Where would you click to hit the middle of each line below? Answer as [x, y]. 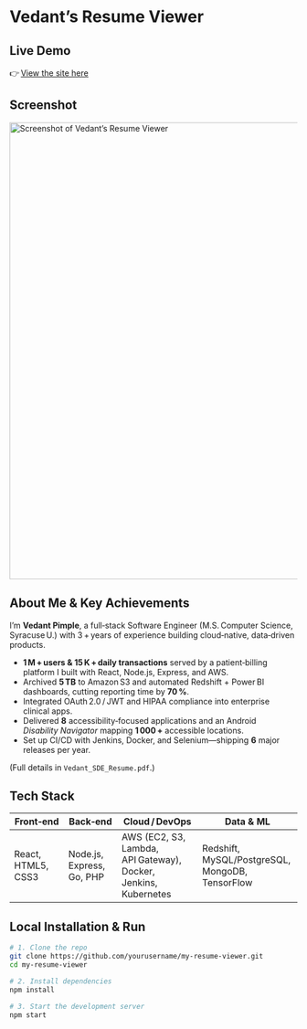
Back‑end [90, 822]
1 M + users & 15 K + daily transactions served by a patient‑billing [145, 662]
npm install [32, 990]
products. [27, 644]
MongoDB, [225, 872]
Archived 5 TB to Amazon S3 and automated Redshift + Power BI [143, 682]
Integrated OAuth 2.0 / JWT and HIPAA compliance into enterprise [146, 701]
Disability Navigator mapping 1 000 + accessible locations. [133, 730]
